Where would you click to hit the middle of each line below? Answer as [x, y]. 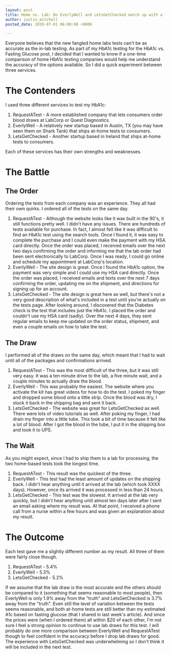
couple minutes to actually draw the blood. [58, 381]
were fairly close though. [31, 557]
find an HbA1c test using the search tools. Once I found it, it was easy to [88, 235]
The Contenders [40, 91]
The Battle [27, 172]
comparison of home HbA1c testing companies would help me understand [83, 60]
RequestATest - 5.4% [35, 566]
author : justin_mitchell [32, 19]
